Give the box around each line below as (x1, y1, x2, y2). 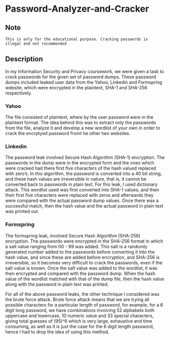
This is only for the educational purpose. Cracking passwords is (5, 37, 148, 42)
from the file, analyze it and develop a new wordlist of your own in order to (5, 125, 160, 131)
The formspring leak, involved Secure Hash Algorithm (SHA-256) (5, 232, 141, 239)
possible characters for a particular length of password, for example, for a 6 (5, 301, 163, 308)
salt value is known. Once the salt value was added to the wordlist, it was (5, 265, 158, 271)
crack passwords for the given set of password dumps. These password (5, 74, 156, 80)
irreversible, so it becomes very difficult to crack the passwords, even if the (5, 259, 163, 265)
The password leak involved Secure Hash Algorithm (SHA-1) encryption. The (5, 154, 165, 160)
